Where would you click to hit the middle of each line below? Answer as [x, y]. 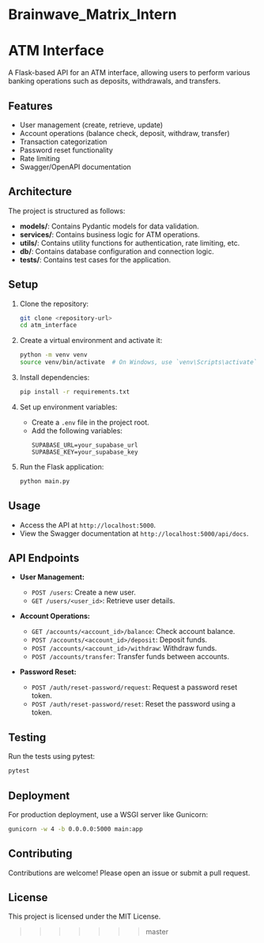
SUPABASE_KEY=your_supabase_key [85, 452]
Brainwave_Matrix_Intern [92, 15]
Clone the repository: [54, 304]
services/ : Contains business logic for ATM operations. [109, 234]
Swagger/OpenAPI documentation [75, 167]
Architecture [40, 192]
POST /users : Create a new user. [83, 592]
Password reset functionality [66, 150]
